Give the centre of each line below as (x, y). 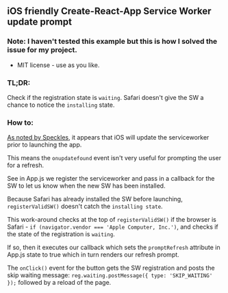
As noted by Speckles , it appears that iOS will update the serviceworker (108, 138)
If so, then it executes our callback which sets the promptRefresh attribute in (114, 247)
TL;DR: (19, 83)
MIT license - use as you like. (58, 65)
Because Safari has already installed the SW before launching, (95, 199)
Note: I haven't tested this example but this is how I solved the (112, 42)
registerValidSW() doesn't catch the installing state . (85, 206)
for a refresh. (26, 165)
